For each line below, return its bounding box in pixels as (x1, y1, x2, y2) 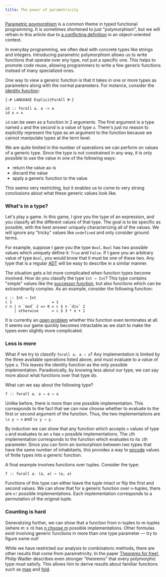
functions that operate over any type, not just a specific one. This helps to (5, 57, 156, 63)
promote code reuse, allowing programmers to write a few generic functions (5, 62, 161, 68)
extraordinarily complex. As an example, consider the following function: (5, 286, 153, 291)
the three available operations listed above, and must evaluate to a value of (5, 357, 159, 362)
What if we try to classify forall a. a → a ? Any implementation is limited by (5, 351, 160, 358)
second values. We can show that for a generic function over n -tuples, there (5, 485, 161, 492)
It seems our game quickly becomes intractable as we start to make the (5, 322, 151, 328)
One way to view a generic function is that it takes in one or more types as (5, 77, 157, 83)
